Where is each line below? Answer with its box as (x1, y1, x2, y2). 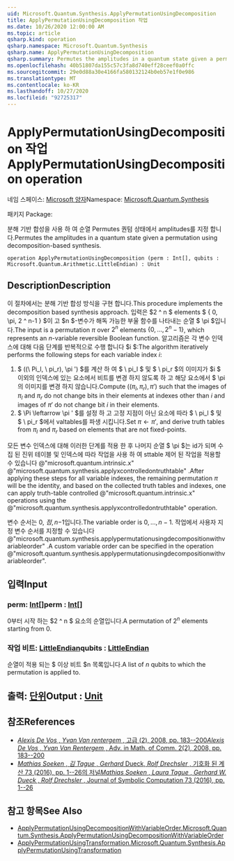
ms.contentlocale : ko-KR (7, 81, 79, 88)
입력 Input (7, 578, 47, 590)
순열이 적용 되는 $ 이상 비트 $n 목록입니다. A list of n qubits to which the (7, 661, 206, 669)
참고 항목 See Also (7, 805, 83, 817)
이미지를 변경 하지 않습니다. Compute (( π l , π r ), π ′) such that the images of (24, 382, 227, 393)
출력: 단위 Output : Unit (7, 690, 103, 702)
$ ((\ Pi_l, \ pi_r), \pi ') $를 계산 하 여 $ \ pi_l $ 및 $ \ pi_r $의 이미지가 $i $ (17, 365, 221, 373)
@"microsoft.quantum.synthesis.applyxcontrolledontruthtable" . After (7, 466, 204, 475)
